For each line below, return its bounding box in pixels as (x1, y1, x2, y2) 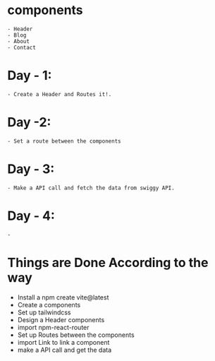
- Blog (7, 31, 27, 39)
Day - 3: (7, 161, 55, 177)
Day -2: (7, 114, 51, 131)
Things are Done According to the (7, 254, 209, 271)
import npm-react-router (17, 323, 90, 331)
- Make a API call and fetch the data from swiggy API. (7, 184, 175, 191)
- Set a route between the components (7, 137, 121, 145)
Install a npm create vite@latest (17, 292, 109, 302)
